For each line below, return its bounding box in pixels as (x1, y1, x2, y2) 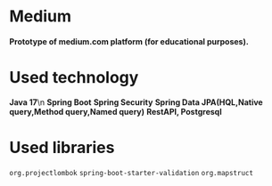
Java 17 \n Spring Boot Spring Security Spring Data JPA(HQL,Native (9, 96, 263, 108)
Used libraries (9, 137, 115, 158)
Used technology (9, 67, 139, 87)
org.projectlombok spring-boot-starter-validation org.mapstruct (9, 168, 254, 177)
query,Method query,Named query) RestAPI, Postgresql (9, 106, 222, 117)
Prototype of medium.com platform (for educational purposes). (9, 36, 250, 46)
